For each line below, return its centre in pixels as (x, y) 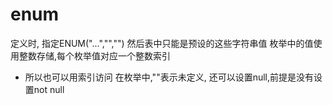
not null (49, 89)
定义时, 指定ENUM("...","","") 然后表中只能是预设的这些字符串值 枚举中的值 (162, 43)
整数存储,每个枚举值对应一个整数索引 (95, 55)
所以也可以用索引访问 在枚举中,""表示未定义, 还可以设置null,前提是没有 (169, 77)
